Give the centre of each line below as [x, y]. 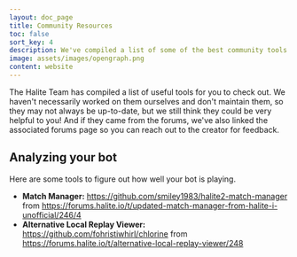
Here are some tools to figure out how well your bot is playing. [123, 179]
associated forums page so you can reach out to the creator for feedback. [144, 129]
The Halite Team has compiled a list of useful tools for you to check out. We [147, 92]
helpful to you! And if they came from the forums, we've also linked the [139, 120]
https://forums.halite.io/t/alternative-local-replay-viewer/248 [133, 243]
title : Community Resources [61, 26]
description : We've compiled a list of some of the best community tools [148, 51]
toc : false [29, 34]
